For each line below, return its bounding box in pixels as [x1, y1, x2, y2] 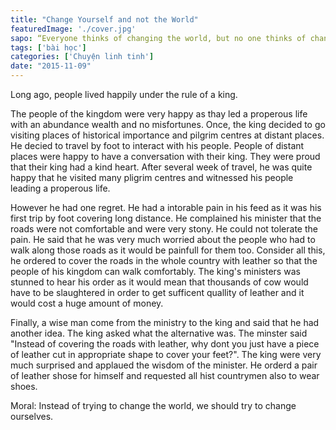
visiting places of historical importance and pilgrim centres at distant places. [10, 129, 325, 141]
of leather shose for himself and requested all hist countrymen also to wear [10, 370, 320, 381]
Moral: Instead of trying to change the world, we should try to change [10, 400, 297, 411]
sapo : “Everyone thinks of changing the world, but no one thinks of [10, 33, 307, 43]
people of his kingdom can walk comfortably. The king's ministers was [10, 266, 301, 277]
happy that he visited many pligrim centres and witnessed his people [10, 172, 294, 183]
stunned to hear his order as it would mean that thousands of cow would [10, 276, 309, 288]
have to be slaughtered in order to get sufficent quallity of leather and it [10, 287, 305, 298]
